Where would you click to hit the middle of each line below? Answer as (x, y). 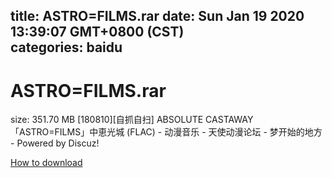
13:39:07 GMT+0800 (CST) (97, 32)
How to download (46, 163)
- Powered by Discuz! (55, 143)
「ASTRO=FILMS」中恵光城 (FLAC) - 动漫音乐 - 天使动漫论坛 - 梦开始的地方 (166, 132)
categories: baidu (66, 47)
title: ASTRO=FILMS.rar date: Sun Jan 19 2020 (157, 16)
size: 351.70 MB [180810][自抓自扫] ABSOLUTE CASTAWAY (132, 120)
